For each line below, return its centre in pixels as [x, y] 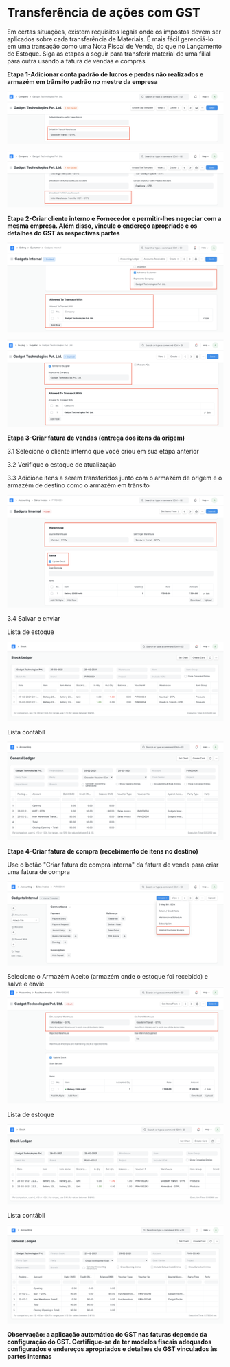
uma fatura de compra [39, 872]
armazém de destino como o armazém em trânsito [78, 485]
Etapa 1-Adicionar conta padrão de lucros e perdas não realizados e [105, 74]
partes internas [30, 1356]
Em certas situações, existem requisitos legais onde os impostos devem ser [114, 32]
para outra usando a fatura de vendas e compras [76, 61]
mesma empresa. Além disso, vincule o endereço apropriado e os [102, 226]
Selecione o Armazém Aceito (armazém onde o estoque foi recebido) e [107, 977]
